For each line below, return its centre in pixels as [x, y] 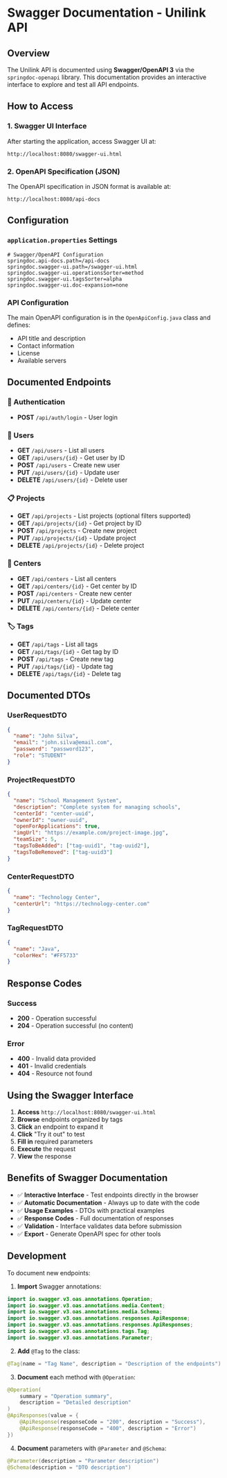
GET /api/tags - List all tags [57, 644]
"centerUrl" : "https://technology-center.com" [82, 904]
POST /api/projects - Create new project [77, 531]
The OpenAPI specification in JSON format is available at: [89, 186]
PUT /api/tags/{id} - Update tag [65, 666]
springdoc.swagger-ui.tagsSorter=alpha [65, 279]
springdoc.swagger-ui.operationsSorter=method [75, 273]
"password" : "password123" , [54, 749]
